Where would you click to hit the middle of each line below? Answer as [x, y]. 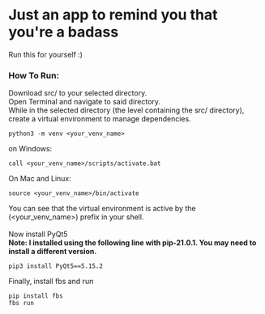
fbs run [21, 303]
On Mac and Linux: [40, 179]
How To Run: [34, 75]
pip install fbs [36, 296]
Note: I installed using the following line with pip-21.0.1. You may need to [132, 243]
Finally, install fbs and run [51, 282]
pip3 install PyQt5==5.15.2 [56, 266]
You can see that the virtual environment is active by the [102, 209]
